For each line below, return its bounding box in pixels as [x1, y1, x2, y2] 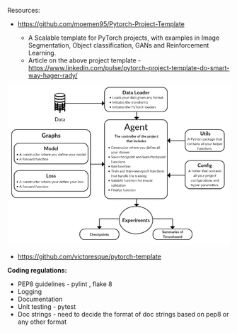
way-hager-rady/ [28, 71, 78, 80]
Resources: [7, 6, 40, 14]
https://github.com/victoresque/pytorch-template [17, 252, 161, 261]
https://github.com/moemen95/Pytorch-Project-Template [17, 20, 185, 28]
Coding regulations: [7, 266, 67, 275]
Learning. [28, 49, 57, 57]
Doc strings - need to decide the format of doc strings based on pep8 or [17, 310, 229, 319]
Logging [17, 288, 42, 296]
